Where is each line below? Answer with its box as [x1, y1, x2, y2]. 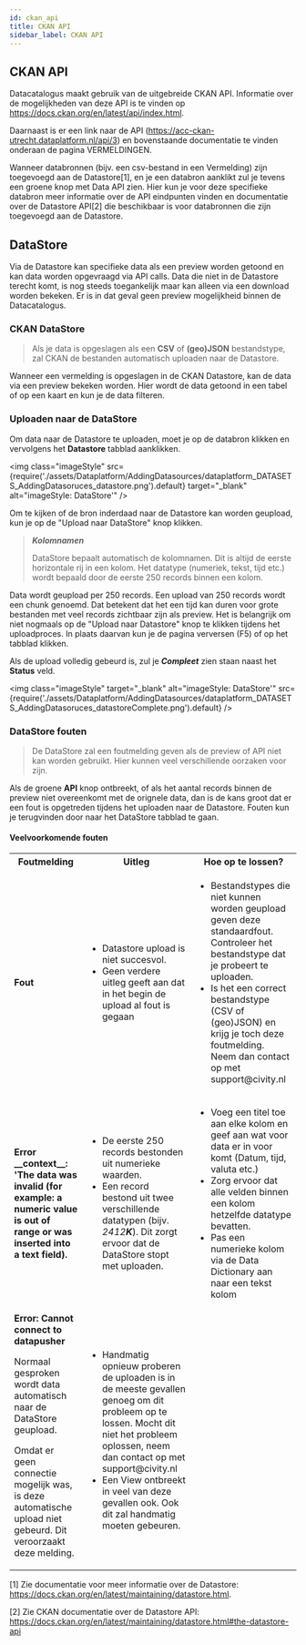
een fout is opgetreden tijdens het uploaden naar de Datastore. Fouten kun [9, 802, 290, 812]
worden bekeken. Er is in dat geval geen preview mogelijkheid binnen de [9, 291, 281, 301]
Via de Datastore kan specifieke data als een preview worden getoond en [9, 261, 284, 271]
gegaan [101, 1010, 135, 1023]
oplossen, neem [101, 1440, 170, 1453]
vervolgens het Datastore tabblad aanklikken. [9, 443, 180, 454]
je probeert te [210, 959, 269, 972]
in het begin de [101, 987, 167, 1000]
